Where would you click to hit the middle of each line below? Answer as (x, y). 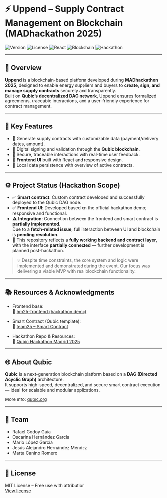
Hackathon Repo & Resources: (43, 336)
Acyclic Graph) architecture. (34, 379)
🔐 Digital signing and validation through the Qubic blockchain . (76, 149)
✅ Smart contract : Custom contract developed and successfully (79, 197)
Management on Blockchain (64, 23)
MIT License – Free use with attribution (45, 485)
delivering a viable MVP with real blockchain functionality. (76, 271)
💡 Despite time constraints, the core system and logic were (78, 260)
